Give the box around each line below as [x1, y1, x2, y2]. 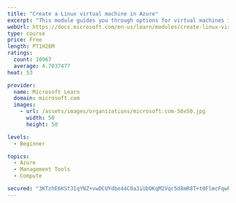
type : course [7, 30, 46, 37]
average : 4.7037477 [13, 63, 71, 70]
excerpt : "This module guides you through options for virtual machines [7, 17, 225, 24]
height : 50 [25, 121, 58, 128]
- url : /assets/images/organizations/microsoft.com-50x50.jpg [20, 108, 206, 115]
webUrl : [7, 23, 30, 30]
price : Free [7, 37, 42, 44]
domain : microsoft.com [13, 95, 80, 102]
